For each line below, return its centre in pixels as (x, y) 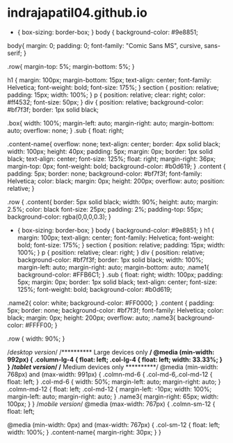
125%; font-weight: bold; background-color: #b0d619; (95, 289)
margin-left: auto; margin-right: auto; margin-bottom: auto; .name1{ (113, 267)
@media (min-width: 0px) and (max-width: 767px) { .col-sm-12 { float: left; (114, 425)
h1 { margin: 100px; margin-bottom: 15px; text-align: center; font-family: (110, 80)
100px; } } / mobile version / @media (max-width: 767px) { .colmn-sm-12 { (111, 404)
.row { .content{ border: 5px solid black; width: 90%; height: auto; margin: (113, 202)
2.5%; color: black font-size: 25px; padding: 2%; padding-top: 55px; (105, 209)
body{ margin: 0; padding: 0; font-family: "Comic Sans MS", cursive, (105, 45)
